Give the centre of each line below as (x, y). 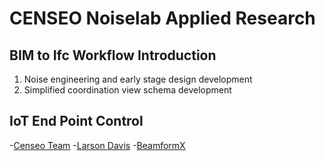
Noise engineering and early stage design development (138, 79)
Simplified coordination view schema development (127, 90)
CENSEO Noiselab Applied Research (162, 18)
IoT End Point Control (76, 121)
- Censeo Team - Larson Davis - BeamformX (97, 145)
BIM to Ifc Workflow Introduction (113, 55)
